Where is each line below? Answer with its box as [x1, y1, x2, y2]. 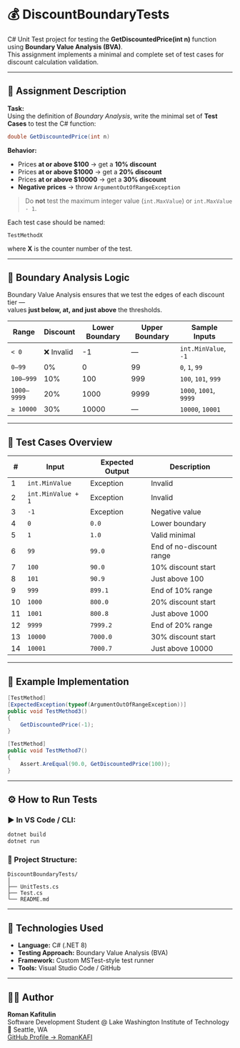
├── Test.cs [7, 889, 43, 897]
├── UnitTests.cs [7, 884, 59, 891]
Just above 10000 [151, 644, 214, 654]
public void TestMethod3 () [7, 707, 88, 715]
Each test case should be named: [7, 218, 106, 226]
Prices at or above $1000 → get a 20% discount [17, 167, 162, 176]
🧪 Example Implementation [7, 675, 129, 687]
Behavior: [7, 146, 37, 154]
